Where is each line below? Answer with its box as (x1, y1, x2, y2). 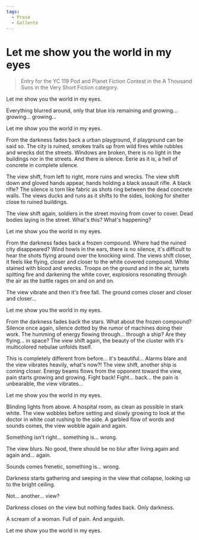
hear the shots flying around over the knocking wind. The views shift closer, (6, 252, 192, 259)
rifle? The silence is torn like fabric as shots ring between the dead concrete (6, 186, 192, 193)
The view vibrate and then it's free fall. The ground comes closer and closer (6, 289, 192, 296)
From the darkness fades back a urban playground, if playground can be (6, 136, 184, 143)
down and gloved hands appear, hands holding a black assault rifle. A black (6, 180, 191, 187)
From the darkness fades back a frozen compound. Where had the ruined (6, 239, 187, 247)
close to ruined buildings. (6, 199, 68, 206)
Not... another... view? (6, 492, 60, 500)
